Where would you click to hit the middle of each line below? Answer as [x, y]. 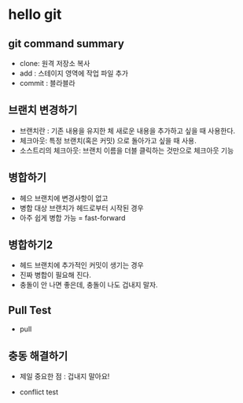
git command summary [66, 44]
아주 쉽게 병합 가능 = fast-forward [72, 217]
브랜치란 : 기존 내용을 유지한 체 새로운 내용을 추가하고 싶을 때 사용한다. [127, 131]
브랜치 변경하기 [43, 111]
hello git [35, 15]
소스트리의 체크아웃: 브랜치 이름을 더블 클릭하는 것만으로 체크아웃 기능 [127, 150]
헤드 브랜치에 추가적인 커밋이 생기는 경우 [81, 265]
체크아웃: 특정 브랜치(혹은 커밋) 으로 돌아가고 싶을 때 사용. [108, 140]
